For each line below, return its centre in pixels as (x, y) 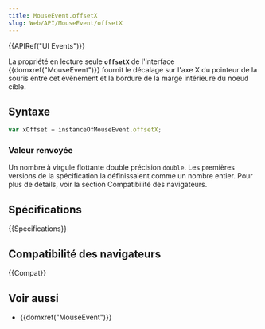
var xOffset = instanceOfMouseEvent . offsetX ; (85, 130)
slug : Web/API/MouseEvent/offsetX (66, 23)
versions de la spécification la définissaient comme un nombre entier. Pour (131, 176)
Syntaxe (29, 111)
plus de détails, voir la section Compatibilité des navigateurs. (108, 185)
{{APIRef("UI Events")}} (47, 45)
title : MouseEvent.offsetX (53, 16)
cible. (17, 86)
